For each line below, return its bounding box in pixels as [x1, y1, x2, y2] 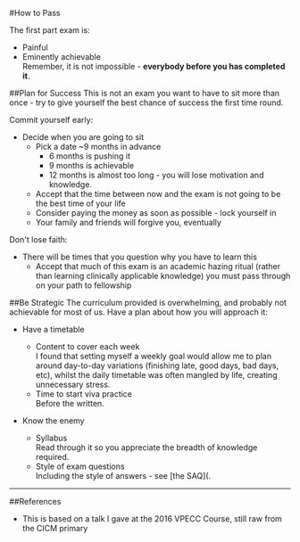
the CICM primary [21, 523, 88, 533]
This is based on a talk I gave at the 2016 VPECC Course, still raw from [21, 513, 283, 524]
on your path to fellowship [35, 280, 132, 291]
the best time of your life [35, 198, 127, 209]
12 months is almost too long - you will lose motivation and [48, 169, 264, 180]
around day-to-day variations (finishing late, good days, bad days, [35, 360, 279, 371]
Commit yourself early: [9, 115, 94, 125]
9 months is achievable [48, 160, 135, 170]
